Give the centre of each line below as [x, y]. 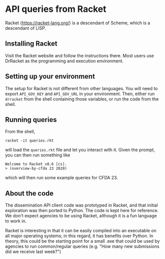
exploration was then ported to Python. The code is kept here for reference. [82, 210]
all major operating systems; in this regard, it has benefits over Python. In [79, 236]
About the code [29, 193]
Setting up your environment [50, 77]
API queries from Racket [56, 9]
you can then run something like [38, 155]
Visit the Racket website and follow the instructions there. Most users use [80, 55]
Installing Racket [31, 44]
